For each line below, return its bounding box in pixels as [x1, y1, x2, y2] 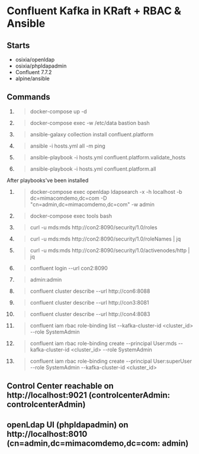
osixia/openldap [15, 56, 55, 63]
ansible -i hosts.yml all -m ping [30, 142, 105, 149]
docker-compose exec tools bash [30, 212, 112, 219]
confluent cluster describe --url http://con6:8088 [30, 287, 150, 295]
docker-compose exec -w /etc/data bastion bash [30, 119, 150, 126]
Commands [7, 92, 51, 102]
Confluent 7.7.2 [15, 69, 52, 75]
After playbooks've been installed [7, 177, 89, 184]
